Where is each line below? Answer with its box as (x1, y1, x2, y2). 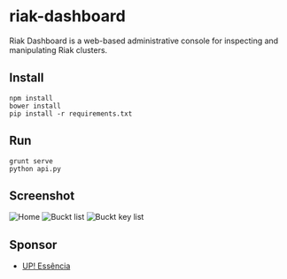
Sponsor (9, 237, 58, 253)
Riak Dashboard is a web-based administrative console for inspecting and (9, 35, 279, 46)
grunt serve (9, 156, 53, 165)
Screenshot (9, 188, 75, 203)
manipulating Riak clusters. (9, 44, 108, 55)
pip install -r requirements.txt (9, 109, 133, 118)
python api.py (9, 164, 62, 173)
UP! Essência (21, 260, 71, 271)
